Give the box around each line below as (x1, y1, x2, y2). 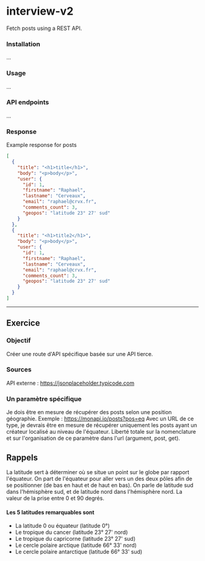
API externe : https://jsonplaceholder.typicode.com (6, 379, 135, 387)
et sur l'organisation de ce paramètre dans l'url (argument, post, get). (6, 434, 181, 442)
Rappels (6, 452, 38, 463)
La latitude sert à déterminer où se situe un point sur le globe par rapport (6, 468, 190, 475)
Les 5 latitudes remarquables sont (6, 508, 95, 516)
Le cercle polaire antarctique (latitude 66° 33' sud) (15, 548, 143, 555)
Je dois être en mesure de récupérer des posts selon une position (6, 409, 172, 416)
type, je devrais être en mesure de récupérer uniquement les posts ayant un (6, 422, 197, 429)
